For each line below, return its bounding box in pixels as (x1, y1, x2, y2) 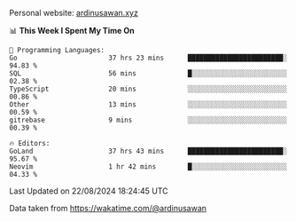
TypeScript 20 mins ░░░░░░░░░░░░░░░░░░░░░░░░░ (9, 84, 288, 93)
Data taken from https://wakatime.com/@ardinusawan (9, 203, 206, 213)
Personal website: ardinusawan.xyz (9, 8, 139, 18)
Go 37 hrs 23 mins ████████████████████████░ (9, 53, 288, 62)
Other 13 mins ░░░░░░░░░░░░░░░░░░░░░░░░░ (9, 100, 288, 109)
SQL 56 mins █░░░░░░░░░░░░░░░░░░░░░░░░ (9, 69, 288, 78)
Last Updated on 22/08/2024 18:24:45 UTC (9, 186, 168, 196)
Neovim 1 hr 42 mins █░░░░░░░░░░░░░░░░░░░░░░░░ (9, 163, 288, 171)
